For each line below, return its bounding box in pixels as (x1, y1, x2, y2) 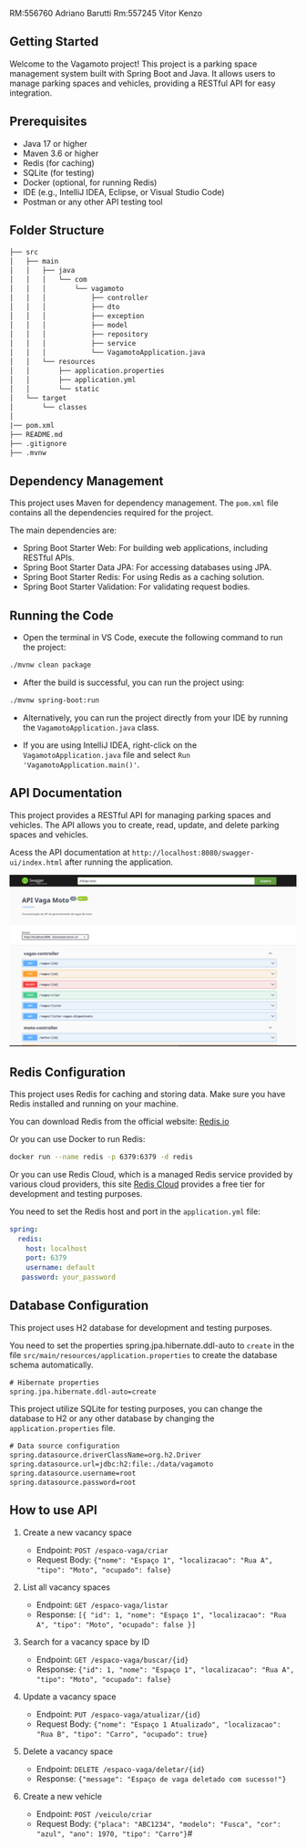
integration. (9, 87, 53, 99)
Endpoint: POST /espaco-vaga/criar (36, 1544, 168, 1555)
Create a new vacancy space (22, 1527, 132, 1538)
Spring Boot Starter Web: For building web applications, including (22, 543, 269, 554)
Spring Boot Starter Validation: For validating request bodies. (22, 581, 250, 592)
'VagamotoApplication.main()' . (22, 759, 140, 770)
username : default (25, 1263, 96, 1272)
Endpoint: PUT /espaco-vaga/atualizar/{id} (36, 1708, 201, 1719)
